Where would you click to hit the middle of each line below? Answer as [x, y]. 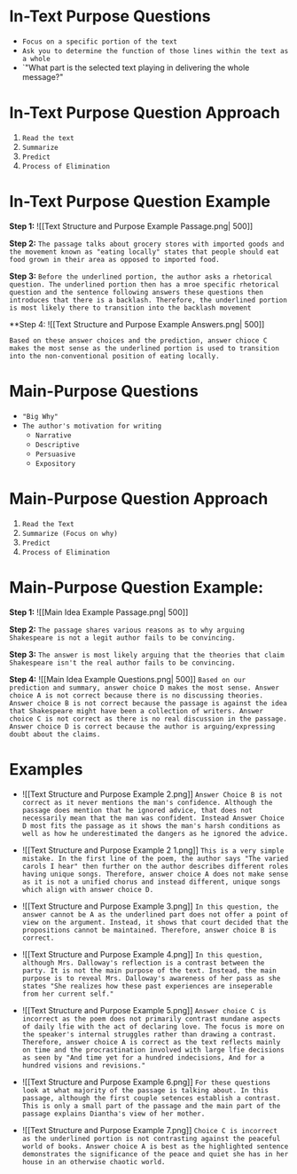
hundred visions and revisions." [84, 1065]
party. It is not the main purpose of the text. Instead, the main [149, 970]
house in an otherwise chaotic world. [94, 1162]
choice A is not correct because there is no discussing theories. [137, 695]
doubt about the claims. [55, 734]
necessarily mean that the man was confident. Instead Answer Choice [153, 818]
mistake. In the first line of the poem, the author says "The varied [155, 858]
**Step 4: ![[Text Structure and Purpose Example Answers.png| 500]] [137, 324]
